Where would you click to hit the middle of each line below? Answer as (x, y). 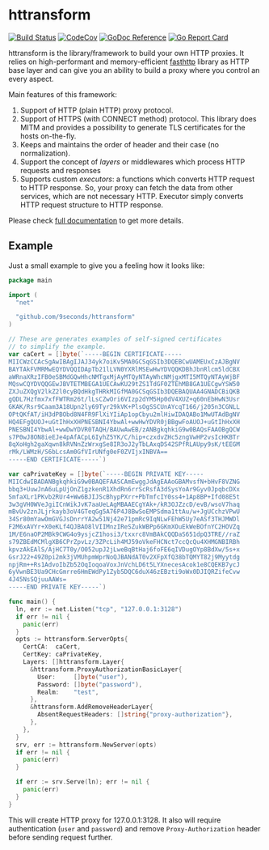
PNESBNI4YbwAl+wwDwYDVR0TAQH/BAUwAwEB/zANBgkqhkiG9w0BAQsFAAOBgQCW (124, 429)
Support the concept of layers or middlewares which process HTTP (132, 161)
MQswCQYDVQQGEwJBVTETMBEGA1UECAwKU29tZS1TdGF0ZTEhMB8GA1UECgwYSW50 (124, 385)
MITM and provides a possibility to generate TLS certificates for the (132, 127)
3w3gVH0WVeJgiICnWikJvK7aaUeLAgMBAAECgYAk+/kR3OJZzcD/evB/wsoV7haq (124, 504)
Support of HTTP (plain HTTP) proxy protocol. (97, 110)
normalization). (45, 153)
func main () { (32, 601)
